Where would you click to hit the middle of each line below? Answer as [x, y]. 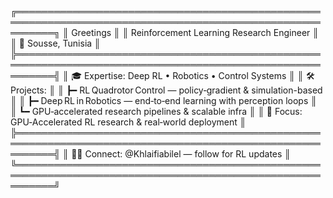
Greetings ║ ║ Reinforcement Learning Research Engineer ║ [195, 32]
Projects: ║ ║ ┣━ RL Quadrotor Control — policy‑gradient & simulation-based [166, 90]
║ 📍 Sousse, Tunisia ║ [55, 43]
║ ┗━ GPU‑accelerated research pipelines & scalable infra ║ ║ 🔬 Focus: [156, 111]
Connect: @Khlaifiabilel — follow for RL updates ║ [188, 154]
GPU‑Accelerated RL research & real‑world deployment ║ [128, 122]
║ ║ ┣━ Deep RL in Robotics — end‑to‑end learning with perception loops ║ [164, 100]
